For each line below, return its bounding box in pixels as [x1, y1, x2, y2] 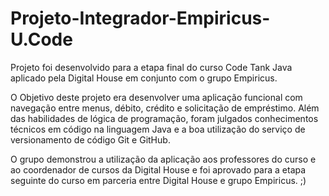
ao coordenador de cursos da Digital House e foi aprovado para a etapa [10, 163, 307, 176]
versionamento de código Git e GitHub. [10, 133, 171, 146]
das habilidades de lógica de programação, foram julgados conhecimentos [10, 112, 319, 124]
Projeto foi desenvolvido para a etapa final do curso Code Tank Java [10, 61, 293, 73]
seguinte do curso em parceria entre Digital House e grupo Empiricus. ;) [10, 174, 307, 186]
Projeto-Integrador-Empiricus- [10, 7, 271, 30]
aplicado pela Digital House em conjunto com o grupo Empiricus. [10, 72, 278, 84]
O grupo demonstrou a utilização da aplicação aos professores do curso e [10, 153, 317, 165]
